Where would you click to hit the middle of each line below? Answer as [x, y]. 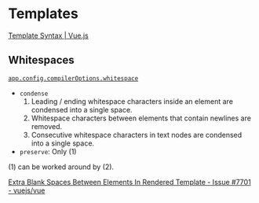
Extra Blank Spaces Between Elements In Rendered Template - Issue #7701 [129, 182]
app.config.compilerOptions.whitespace [73, 78]
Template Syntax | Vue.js [48, 35]
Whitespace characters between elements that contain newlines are [141, 118]
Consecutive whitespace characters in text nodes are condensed [137, 135]
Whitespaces [41, 60]
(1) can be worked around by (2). [61, 167]
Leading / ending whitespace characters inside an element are [132, 101]
